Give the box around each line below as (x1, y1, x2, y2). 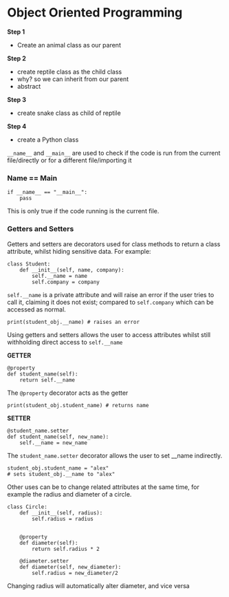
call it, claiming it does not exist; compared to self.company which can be (7, 298, 215, 306)
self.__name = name (32, 272, 88, 279)
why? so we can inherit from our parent (17, 74, 129, 83)
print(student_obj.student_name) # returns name (7, 402, 149, 409)
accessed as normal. (7, 305, 67, 314)
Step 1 (7, 28, 25, 36)
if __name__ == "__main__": (7, 189, 88, 196)
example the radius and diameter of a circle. (7, 490, 132, 498)
